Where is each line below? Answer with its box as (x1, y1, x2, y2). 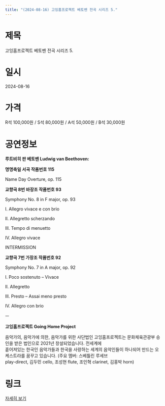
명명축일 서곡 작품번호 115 (5, 166, 55, 172)
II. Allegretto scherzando (5, 216, 55, 222)
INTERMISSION (5, 245, 36, 251)
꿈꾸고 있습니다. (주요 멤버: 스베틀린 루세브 (26, 353, 108, 359)
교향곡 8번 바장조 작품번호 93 (5, 187, 62, 193)
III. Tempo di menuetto (5, 225, 51, 231)
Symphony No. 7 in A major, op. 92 (5, 264, 76, 270)
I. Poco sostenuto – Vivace (5, 274, 59, 280)
